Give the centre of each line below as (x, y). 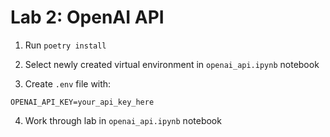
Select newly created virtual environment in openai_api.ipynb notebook (172, 64)
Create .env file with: (68, 83)
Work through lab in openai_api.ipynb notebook (123, 120)
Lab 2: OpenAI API (87, 17)
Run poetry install (65, 45)
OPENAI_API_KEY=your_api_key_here (82, 102)
